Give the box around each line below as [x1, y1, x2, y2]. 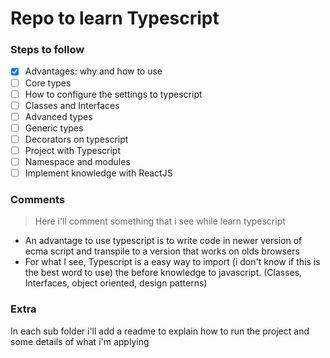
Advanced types [24, 110, 93, 122]
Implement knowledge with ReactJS [24, 167, 173, 179]
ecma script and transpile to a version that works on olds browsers [24, 245, 300, 257]
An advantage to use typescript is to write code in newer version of [24, 235, 303, 247]
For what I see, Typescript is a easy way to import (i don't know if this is [24, 256, 321, 268]
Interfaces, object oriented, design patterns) [24, 277, 208, 289]
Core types [24, 77, 72, 89]
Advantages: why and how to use [24, 65, 163, 77]
